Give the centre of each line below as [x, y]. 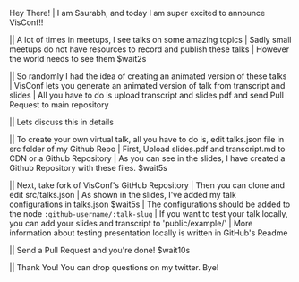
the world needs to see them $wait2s [78, 59]
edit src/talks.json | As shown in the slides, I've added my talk [123, 195]
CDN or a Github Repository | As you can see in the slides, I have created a [147, 158]
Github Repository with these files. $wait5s [88, 168]
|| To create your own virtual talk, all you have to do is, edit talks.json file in [147, 139]
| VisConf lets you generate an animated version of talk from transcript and [147, 85]
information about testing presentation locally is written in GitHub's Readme [149, 233]
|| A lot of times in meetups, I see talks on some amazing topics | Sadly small [150, 40]
